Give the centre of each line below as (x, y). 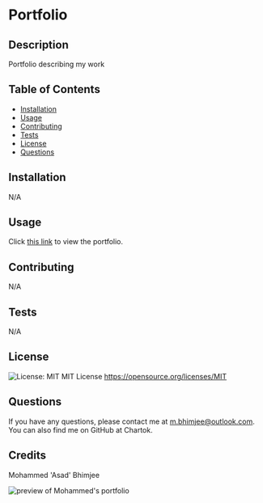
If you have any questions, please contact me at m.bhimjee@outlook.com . (131, 421)
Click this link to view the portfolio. (66, 242)
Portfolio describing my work (57, 64)
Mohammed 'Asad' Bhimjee (54, 475)
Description (38, 45)
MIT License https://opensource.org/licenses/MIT (144, 376)
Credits (28, 456)
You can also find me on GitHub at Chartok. (81, 429)
